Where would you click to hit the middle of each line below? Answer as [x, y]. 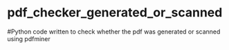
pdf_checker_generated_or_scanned [115, 13]
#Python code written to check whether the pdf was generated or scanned [114, 32]
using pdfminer [29, 38]
